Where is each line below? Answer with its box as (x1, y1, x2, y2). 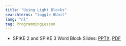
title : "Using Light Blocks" (5, 7, 67, 13)
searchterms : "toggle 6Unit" (5, 12, 67, 17)
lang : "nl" (5, 17, 28, 22)
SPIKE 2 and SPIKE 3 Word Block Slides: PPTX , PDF (12, 35, 121, 41)
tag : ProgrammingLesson (5, 21, 56, 27)
